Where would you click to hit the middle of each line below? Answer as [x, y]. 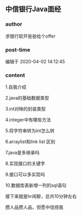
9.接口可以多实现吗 [25, 174]
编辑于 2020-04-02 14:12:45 [35, 61]
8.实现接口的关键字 [25, 164]
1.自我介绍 [16, 87]
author [14, 24]
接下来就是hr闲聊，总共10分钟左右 [41, 196]
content [15, 75]
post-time [18, 49]
